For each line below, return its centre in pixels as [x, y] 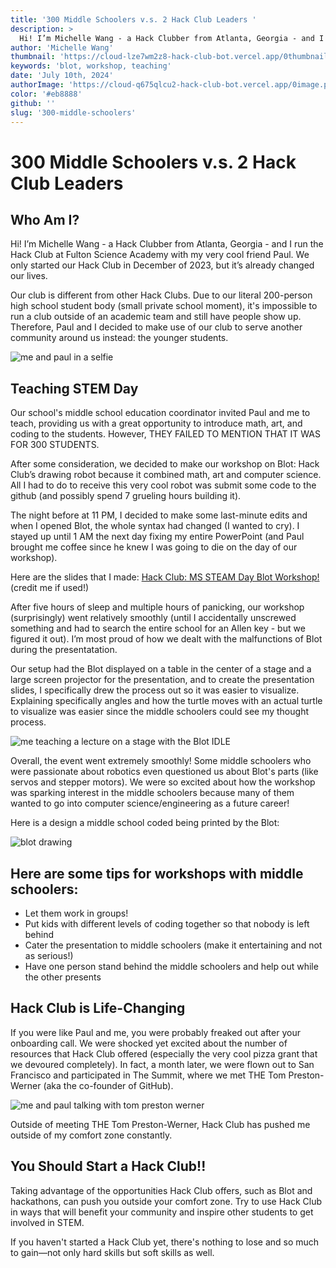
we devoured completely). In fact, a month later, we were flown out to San [162, 1064]
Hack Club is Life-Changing [98, 1008]
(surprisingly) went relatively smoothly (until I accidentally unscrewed [153, 618]
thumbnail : [33, 57]
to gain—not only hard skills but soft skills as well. [112, 1252]
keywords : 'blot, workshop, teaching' [91, 66]
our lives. [29, 276]
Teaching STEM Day [74, 388]
